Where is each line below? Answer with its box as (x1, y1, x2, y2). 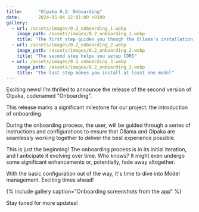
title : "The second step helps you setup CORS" (17, 53, 137, 59)
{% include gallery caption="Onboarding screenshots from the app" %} (6, 188, 182, 195)
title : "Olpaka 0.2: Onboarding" (6, 8, 102, 15)
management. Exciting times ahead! (6, 176, 94, 183)
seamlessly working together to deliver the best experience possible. (6, 135, 176, 142)
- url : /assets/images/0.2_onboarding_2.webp (11, 42, 127, 48)
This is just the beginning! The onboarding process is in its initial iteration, (6, 146, 186, 153)
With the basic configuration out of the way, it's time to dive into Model (6, 170, 180, 177)
